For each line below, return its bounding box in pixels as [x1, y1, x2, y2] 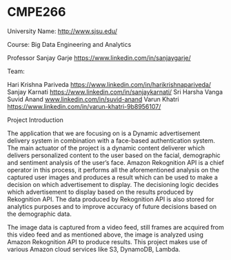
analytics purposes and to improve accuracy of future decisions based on [7, 202, 217, 210]
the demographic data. [7, 210, 72, 218]
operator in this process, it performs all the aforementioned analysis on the [7, 166, 219, 174]
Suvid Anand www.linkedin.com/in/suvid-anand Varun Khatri [7, 94, 179, 103]
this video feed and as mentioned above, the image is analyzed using [7, 230, 203, 239]
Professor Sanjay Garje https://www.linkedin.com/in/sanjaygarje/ [7, 53, 191, 62]
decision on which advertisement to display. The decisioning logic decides [7, 180, 219, 188]
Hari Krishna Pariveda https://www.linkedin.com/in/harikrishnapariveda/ [7, 80, 212, 88]
